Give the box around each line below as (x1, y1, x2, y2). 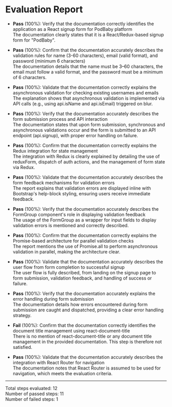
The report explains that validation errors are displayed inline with (12, 185, 151, 191)
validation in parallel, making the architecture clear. (12, 248, 120, 255)
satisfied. (12, 344, 32, 350)
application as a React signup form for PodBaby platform (12, 26, 133, 32)
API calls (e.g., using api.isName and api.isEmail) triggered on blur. (12, 100, 153, 106)
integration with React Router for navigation (12, 359, 105, 365)
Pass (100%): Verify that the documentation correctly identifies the (12, 21, 155, 27)
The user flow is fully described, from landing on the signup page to (12, 269, 156, 275)
